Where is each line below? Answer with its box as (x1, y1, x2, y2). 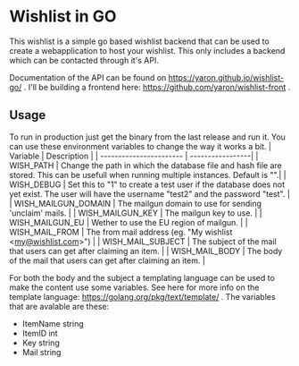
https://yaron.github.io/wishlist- (168, 72, 284, 82)
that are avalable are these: (9, 301, 110, 311)
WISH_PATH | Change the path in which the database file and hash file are (9, 159, 283, 171)
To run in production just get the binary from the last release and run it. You (9, 132, 286, 142)
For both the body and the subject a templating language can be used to (9, 272, 275, 283)
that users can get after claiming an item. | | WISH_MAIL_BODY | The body (9, 245, 283, 256)
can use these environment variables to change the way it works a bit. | (9, 140, 272, 151)
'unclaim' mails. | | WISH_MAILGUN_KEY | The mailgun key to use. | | (9, 208, 263, 218)
